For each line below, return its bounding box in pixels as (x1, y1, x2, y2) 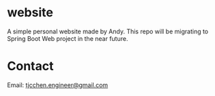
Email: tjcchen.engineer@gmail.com (7, 80, 109, 89)
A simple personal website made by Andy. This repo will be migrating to (7, 27, 209, 35)
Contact (7, 59, 54, 74)
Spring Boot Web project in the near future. (7, 34, 128, 42)
